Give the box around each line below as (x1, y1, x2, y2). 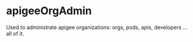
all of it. (6, 30, 25, 37)
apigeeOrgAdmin (6, 4, 92, 18)
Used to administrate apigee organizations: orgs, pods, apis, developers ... (6, 24, 188, 31)
